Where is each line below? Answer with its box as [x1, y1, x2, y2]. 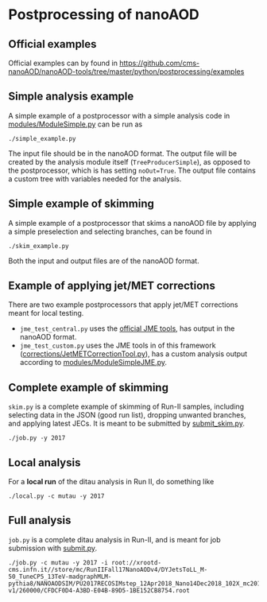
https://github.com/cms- [118, 58, 200, 68]
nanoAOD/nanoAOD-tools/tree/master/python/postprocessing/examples [8, 67, 245, 76]
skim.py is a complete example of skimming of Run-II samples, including [8, 402, 245, 411]
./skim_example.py [8, 242, 69, 250]
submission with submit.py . [8, 543, 98, 553]
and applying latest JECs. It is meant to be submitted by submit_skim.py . [8, 419, 245, 429]
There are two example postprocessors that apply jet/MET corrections [8, 300, 238, 309]
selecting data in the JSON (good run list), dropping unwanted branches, [8, 410, 246, 420]
